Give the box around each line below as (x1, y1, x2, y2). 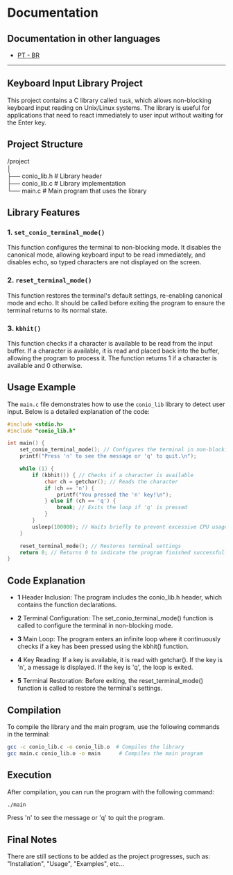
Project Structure (7, 138, 83, 150)
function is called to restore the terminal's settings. (17, 684, 163, 693)
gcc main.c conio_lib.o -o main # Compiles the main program (7, 750, 203, 757)
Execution (7, 769, 52, 781)
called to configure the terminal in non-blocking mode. (17, 621, 173, 630)
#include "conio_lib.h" (7, 427, 76, 434)
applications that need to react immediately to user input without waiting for (7, 111, 224, 119)
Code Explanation (7, 575, 85, 586)
